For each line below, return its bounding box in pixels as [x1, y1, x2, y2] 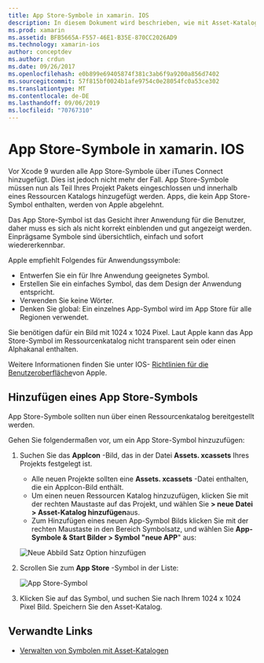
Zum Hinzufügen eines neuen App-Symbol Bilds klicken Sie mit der [31, 516, 249, 525]
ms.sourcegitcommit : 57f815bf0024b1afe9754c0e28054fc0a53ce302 [8, 77, 220, 85]
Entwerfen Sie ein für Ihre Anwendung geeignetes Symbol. [19, 271, 210, 280]
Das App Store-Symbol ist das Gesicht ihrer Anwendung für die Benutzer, [8, 215, 246, 224]
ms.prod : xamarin [8, 26, 65, 34]
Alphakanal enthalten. [8, 344, 79, 354]
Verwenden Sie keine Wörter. [19, 296, 114, 305]
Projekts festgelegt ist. [19, 459, 93, 468]
